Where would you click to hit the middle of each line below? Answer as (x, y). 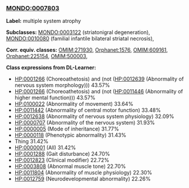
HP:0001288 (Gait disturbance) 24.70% (62, 154)
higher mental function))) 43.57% (55, 98)
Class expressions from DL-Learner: (51, 68)
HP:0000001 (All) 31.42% (45, 147)
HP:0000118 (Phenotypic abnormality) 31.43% (70, 135)
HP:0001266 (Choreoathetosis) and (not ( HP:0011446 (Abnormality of (99, 92)
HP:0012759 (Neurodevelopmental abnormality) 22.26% (82, 179)
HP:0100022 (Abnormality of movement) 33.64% (74, 104)
